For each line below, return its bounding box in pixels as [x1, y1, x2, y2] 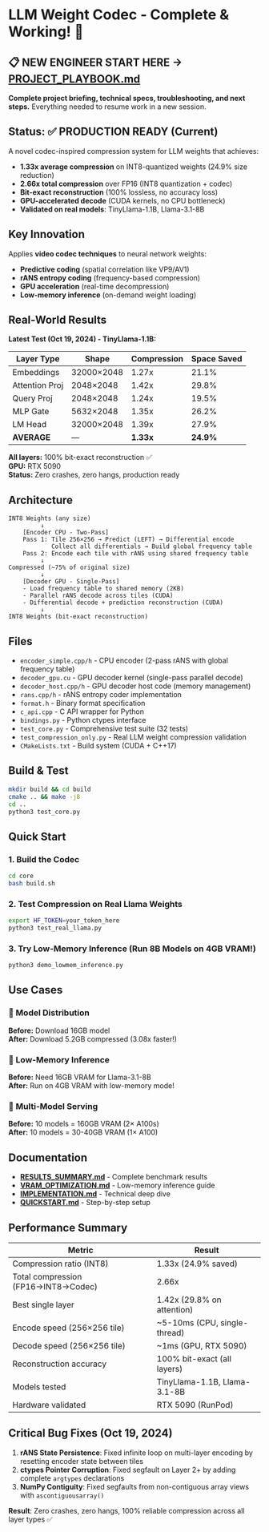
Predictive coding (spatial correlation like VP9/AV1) [19, 264, 190, 274]
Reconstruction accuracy [12, 1358, 106, 1369]
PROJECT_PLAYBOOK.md [8, 72, 141, 86]
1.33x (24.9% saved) [156, 1258, 238, 1269]
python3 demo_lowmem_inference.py [8, 962, 124, 970]
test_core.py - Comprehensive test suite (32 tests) [19, 724, 189, 734]
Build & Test [8, 764, 69, 778]
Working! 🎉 [8, 22, 84, 41]
